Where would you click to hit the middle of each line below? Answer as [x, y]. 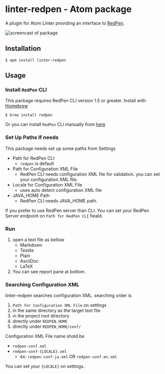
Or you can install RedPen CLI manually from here [55, 124]
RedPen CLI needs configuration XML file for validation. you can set [90, 174]
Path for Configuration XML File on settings [59, 305]
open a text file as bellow [38, 240]
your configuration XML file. [49, 179]
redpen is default [37, 163]
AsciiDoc [29, 261]
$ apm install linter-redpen [36, 60]
